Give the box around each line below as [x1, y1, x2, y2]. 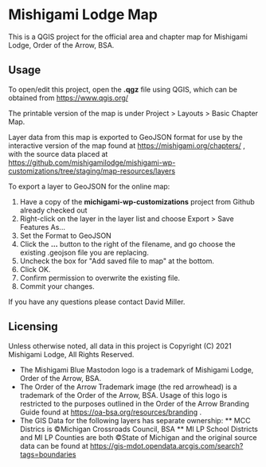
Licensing [8, 320, 58, 333]
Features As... [19, 222, 66, 232]
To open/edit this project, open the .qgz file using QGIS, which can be [8, 84, 237, 94]
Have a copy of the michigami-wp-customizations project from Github [19, 197, 255, 206]
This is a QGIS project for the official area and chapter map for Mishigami [8, 32, 248, 41]
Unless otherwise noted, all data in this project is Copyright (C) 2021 [8, 341, 233, 351]
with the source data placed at [8, 149, 108, 158]
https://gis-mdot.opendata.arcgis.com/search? [90, 441, 244, 450]
